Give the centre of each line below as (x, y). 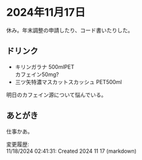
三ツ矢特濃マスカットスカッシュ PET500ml (68, 82)
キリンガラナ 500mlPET (44, 66)
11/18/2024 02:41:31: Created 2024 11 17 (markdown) (72, 151)
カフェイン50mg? (37, 74)
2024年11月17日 (46, 12)
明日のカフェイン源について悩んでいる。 (56, 95)
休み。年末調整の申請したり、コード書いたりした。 (70, 30)
